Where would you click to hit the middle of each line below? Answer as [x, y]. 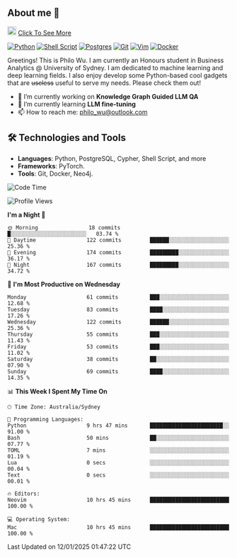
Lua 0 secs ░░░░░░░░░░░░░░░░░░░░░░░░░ [118, 462]
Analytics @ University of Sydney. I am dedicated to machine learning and [115, 67]
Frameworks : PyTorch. [51, 166]
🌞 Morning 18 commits [64, 227]
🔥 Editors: [24, 494]
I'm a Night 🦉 [27, 215]
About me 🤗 [34, 13]
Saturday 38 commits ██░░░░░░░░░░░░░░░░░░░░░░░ [118, 359]
